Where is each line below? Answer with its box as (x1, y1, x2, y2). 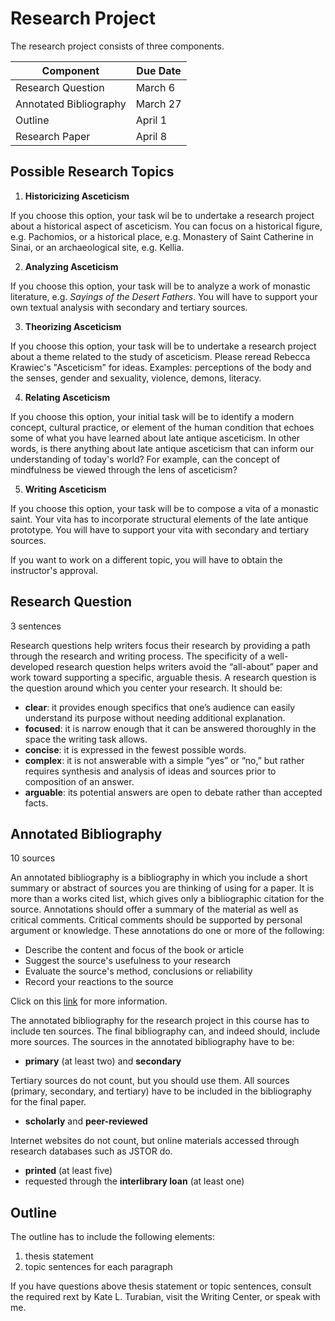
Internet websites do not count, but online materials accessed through (10, 1135, 300, 1147)
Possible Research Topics (10, 163, 175, 181)
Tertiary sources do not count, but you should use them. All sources (10, 1075, 290, 1087)
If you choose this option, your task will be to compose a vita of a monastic (10, 502, 319, 514)
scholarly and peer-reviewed (24, 1115, 148, 1127)
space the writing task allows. (24, 733, 148, 745)
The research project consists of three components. (10, 40, 225, 52)
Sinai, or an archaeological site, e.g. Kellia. (10, 241, 185, 253)
